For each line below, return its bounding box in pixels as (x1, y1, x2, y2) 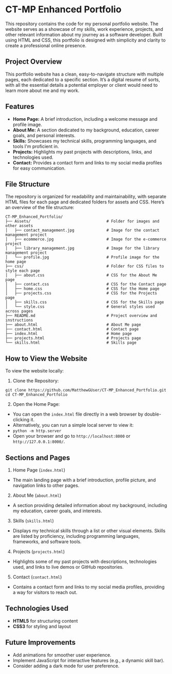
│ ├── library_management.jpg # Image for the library (5, 246, 160, 251)
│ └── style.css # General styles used (5, 304, 155, 309)
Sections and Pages (5, 453, 70, 462)
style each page (5, 268, 40, 273)
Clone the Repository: (12, 378, 59, 384)
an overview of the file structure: (5, 204, 74, 211)
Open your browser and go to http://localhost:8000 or (12, 433, 131, 439)
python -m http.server (12, 428, 62, 434)
